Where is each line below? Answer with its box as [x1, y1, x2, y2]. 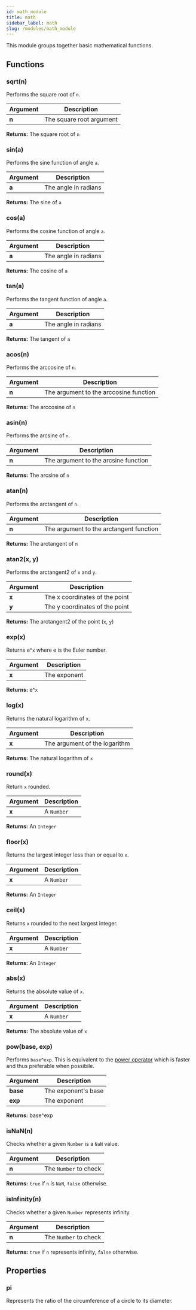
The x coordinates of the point [44, 593, 129, 601]
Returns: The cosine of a [6, 267, 68, 274]
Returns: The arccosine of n [6, 404, 76, 411]
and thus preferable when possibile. [6, 1063, 94, 1070]
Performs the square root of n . [6, 90, 81, 98]
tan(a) [6, 282, 24, 291]
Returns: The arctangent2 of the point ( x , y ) [6, 618, 114, 625]
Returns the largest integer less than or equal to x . [6, 851, 130, 858]
